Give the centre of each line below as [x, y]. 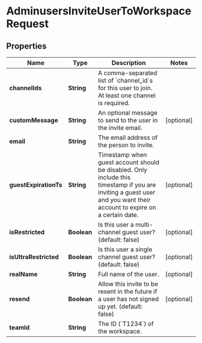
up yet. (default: [121, 306]
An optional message [128, 113]
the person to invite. [126, 145]
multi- [144, 225]
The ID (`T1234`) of [126, 324]
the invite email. [120, 128]
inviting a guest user [127, 192]
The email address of [128, 138]
